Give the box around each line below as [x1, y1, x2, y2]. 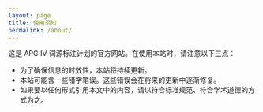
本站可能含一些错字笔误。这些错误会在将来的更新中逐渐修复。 [19, 76, 221, 85]
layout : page [8, 11, 51, 20]
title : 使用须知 [8, 19, 57, 27]
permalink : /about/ [8, 26, 73, 34]
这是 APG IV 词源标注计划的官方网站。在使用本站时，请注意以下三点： [8, 49, 236, 58]
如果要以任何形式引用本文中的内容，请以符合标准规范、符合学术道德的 [19, 85, 249, 95]
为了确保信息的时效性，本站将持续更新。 [19, 65, 152, 75]
